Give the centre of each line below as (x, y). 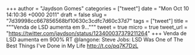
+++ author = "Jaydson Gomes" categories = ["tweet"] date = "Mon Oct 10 (97, 8)
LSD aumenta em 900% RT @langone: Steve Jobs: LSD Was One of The (95, 39)
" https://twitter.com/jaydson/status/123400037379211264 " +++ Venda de (97, 33)
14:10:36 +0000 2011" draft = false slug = (57, 15)
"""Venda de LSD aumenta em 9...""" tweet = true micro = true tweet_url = (97, 27)
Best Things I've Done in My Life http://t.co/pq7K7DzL (72, 46)
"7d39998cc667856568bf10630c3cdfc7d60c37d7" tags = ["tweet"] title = (97, 21)
